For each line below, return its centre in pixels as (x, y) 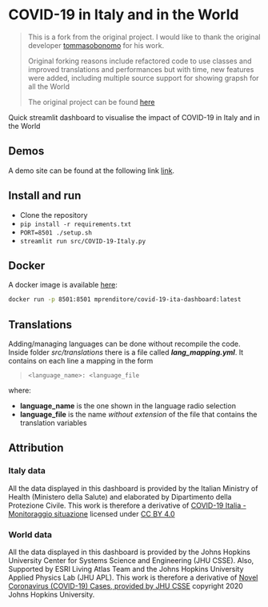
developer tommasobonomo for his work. (96, 45)
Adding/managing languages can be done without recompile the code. (124, 344)
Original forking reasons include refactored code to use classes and (140, 61)
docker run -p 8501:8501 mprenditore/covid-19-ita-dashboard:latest (125, 299)
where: (20, 391)
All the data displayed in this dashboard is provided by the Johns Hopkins (129, 552)
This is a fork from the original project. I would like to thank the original (144, 37)
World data (30, 534)
